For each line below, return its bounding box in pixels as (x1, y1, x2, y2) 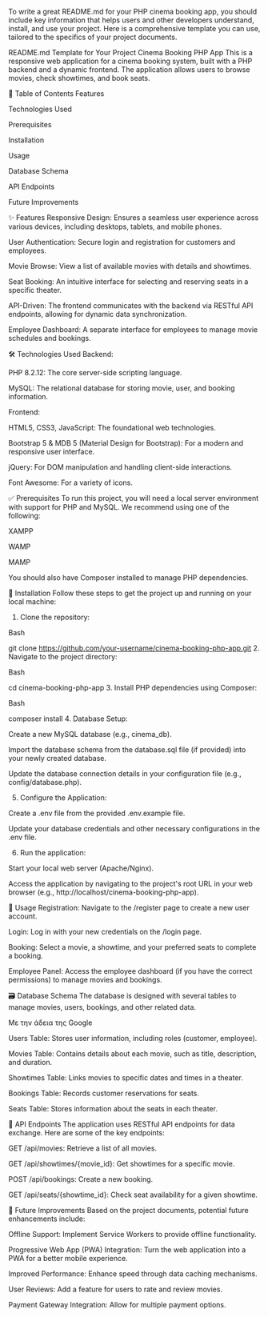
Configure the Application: (19, 793, 107, 803)
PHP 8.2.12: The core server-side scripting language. (8, 368, 182, 377)
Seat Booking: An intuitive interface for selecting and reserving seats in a (8, 277, 249, 286)
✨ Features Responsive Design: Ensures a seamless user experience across (8, 213, 259, 222)
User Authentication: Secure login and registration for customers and (8, 238, 236, 246)
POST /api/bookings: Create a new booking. (8, 1175, 154, 1183)
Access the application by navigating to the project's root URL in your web (8, 879, 254, 888)
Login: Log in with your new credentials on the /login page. (8, 927, 202, 936)
